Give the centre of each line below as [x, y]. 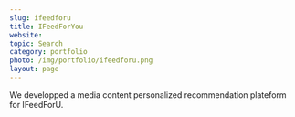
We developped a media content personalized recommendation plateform [148, 95]
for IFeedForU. [37, 104]
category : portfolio [49, 52]
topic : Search [37, 43]
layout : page [34, 69]
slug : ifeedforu [40, 18]
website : [26, 35]
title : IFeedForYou [47, 27]
